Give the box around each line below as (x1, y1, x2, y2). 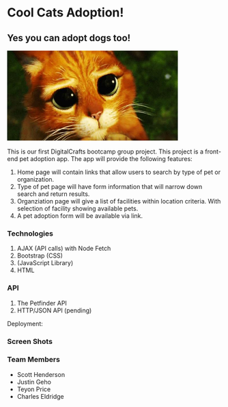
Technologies (7, 228, 53, 238)
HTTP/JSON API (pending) (16, 306, 92, 314)
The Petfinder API (16, 299, 67, 307)
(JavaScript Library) (16, 259, 74, 267)
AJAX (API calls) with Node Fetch (16, 245, 111, 253)
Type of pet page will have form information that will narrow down (16, 183, 203, 190)
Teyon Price (16, 385, 51, 393)
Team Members (7, 355, 60, 365)
